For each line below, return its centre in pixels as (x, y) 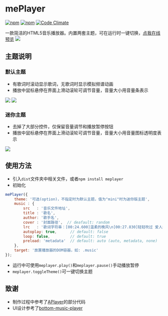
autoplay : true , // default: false (66, 232)
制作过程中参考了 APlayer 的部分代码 (49, 301)
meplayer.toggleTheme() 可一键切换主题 (52, 271)
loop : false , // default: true (65, 236)
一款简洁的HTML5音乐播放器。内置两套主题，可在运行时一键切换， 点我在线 (83, 33)
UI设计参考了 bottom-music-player (47, 308)
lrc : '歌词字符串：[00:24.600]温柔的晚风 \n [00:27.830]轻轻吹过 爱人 (93, 227)
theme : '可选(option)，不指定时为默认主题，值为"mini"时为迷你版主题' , (82, 199)
